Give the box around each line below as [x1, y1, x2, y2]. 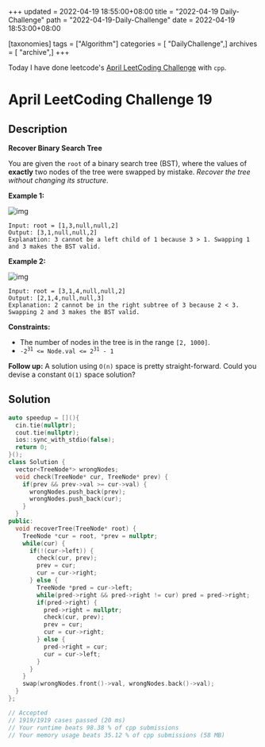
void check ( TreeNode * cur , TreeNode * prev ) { [15, 473, 169, 481]
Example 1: [8, 191, 45, 200]
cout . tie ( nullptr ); [15, 428, 80, 436]
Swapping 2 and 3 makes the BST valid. [8, 308, 140, 316]
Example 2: [8, 257, 46, 265]
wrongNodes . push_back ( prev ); [29, 488, 126, 496]
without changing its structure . [8, 176, 109, 185]
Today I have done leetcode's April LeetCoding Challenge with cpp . [8, 63, 227, 72]
